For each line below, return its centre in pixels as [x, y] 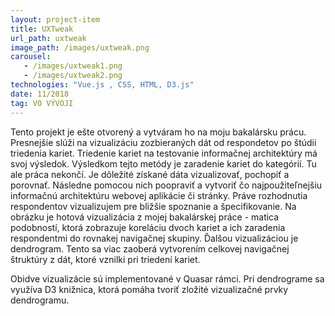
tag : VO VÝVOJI [42, 103]
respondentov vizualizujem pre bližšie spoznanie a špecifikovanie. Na [153, 206]
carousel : [31, 57]
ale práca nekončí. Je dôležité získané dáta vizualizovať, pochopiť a [150, 174]
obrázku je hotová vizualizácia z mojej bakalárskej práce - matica [145, 217]
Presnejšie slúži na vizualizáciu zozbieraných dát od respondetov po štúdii [163, 142]
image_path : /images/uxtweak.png [80, 47]
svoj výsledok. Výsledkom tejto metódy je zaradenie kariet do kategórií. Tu [163, 163]
